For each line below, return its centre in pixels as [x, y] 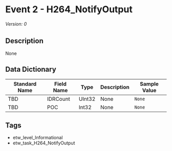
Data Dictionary [31, 69]
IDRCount [59, 99]
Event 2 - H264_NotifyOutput [69, 9]
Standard [25, 84]
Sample [149, 84]
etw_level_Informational [38, 138]
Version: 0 [16, 24]
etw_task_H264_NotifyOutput [44, 143]
